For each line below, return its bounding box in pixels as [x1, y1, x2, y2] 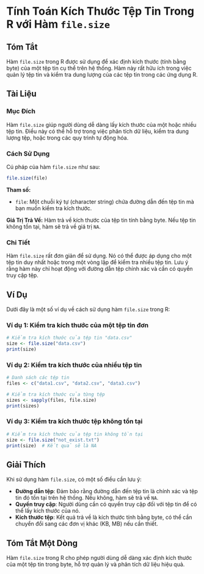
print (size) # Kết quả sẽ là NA [6, 442, 97, 448]
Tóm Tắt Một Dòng [6, 538, 78, 548]
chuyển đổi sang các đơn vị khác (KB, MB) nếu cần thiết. [15, 520, 159, 527]
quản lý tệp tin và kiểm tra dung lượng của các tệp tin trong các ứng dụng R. [6, 71, 198, 78]
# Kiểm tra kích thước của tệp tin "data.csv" [6, 335, 133, 341]
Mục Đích [6, 107, 35, 116]
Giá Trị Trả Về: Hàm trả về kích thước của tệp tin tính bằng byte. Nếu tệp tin [6, 216, 197, 224]
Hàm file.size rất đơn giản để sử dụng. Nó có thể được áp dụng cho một [6, 252, 192, 260]
